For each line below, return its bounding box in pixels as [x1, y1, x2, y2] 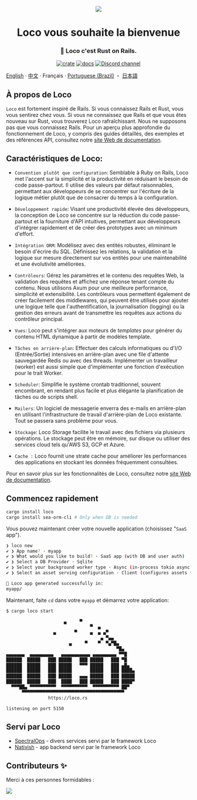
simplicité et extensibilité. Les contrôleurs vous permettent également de [14, 291, 191, 298]
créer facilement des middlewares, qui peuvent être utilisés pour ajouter [14, 297, 189, 304]
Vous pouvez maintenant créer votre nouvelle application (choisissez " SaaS [6, 525, 187, 532]
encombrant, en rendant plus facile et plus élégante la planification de [14, 387, 184, 394]
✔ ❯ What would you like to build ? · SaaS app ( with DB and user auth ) [6, 553, 185, 560]
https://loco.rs [47, 695, 88, 701]
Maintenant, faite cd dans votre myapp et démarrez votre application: [6, 596, 169, 604]
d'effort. [14, 230, 35, 237]
